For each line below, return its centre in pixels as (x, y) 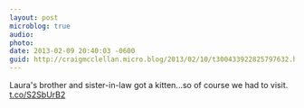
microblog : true (40, 26)
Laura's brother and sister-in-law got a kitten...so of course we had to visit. (149, 85)
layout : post (34, 18)
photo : (22, 43)
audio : (22, 34)
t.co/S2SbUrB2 (38, 94)
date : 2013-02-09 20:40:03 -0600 (72, 51)
